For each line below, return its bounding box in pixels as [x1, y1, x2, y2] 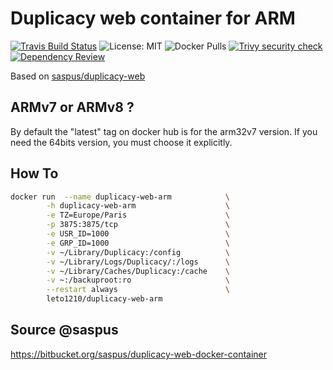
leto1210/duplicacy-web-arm [46, 294, 163, 304]
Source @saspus [10, 322, 119, 339]
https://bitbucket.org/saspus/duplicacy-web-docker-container [10, 348, 268, 360]
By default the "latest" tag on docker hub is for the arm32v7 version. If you [10, 125, 318, 137]
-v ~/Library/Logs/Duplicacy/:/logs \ [46, 257, 230, 267]
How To [10, 165, 59, 182]
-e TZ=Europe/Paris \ [46, 210, 230, 221]
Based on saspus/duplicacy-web [10, 70, 146, 82]
